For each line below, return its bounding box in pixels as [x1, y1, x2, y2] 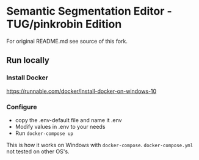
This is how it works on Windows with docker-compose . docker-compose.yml [6, 141, 194, 148]
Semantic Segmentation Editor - [6, 4, 172, 18]
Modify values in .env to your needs [15, 123, 106, 130]
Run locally [6, 55, 50, 65]
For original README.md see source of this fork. [6, 37, 128, 45]
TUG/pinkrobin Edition [6, 17, 122, 31]
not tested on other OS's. [6, 148, 70, 155]
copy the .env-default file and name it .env [15, 116, 122, 123]
